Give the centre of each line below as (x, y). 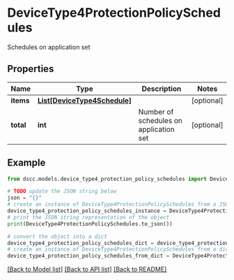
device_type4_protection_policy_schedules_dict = (81, 243)
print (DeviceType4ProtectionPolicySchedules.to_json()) (90, 224)
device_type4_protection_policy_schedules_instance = (87, 211)
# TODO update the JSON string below (62, 191)
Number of (156, 112)
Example (26, 163)
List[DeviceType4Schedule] (85, 101)
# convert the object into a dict (57, 236)
